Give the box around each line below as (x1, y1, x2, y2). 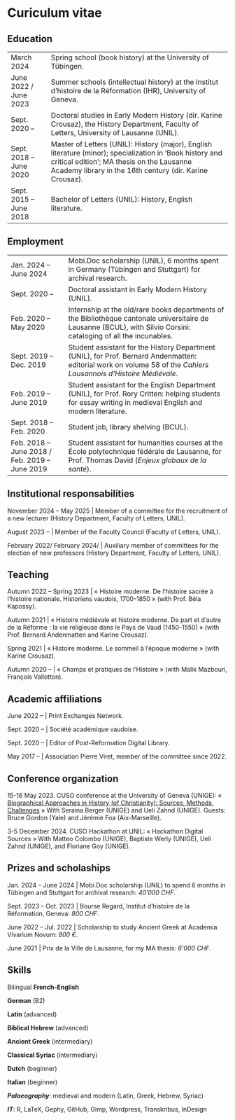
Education (7, 33, 53, 45)
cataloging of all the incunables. (68, 331, 173, 340)
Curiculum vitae (7, 5, 103, 21)
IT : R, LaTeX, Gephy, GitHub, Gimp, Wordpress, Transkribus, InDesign (7, 1105, 208, 1113)
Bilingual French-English (7, 983, 79, 991)
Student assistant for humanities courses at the (68, 438, 224, 448)
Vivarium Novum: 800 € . (7, 930, 78, 939)
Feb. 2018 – (10, 438, 51, 448)
